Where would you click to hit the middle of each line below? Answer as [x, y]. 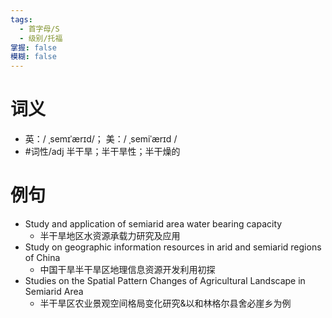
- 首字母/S [39, 29]
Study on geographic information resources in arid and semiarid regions [173, 247]
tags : [21, 19]
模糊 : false [33, 57]
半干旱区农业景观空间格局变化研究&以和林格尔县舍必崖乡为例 [165, 303]
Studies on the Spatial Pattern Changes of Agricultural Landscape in [165, 280]
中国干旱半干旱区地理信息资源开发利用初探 [127, 269]
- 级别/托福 [41, 38]
